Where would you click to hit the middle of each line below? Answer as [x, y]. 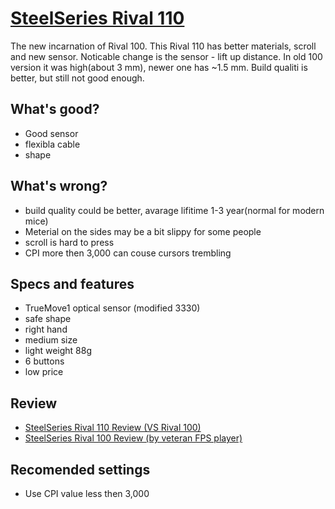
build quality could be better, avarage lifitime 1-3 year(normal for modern [174, 210]
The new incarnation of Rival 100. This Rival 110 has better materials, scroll [163, 46]
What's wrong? [59, 186]
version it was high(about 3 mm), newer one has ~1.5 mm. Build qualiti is [159, 67]
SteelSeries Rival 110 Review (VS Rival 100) [113, 428]
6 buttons [44, 361]
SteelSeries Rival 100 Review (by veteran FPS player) [133, 438]
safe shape [48, 319]
